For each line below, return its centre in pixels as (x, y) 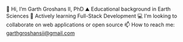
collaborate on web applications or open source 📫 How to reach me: (91, 24)
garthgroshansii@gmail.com (41, 33)
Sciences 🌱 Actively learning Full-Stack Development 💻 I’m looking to (91, 16)
